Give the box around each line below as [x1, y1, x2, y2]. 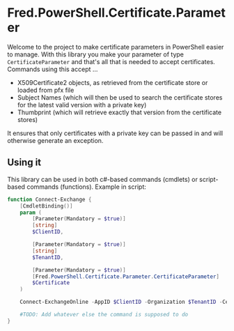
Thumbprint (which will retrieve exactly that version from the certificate [17, 108, 221, 116]
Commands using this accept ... [7, 65, 98, 73]
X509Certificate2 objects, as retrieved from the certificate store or [17, 78, 208, 86]
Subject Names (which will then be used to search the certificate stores [17, 93, 223, 102]
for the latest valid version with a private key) [17, 100, 147, 109]
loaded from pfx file [17, 86, 75, 94]
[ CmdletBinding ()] [19, 202, 73, 210]
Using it [7, 157, 42, 169]
